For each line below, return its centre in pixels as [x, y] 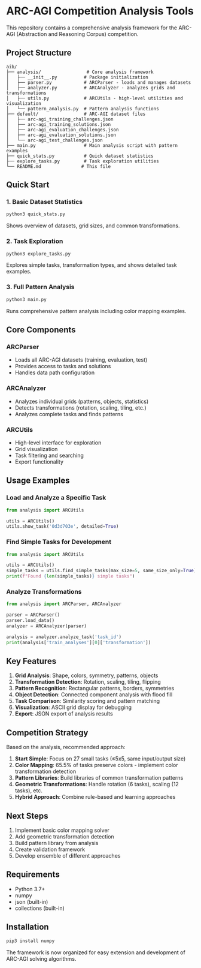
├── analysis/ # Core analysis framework [80, 72]
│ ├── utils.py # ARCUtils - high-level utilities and [95, 98]
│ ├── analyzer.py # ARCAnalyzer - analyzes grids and [91, 88]
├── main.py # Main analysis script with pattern [92, 145]
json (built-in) [31, 901]
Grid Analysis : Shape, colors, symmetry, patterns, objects [86, 675]
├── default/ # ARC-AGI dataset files [76, 114]
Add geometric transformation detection [65, 837]
